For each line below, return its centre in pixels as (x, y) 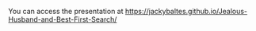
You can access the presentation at (66, 11)
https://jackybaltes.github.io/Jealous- (187, 11)
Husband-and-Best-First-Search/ (63, 19)
